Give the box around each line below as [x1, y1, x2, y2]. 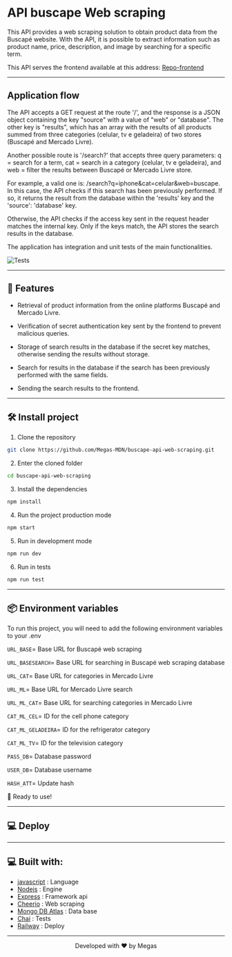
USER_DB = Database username [7, 766, 92, 774]
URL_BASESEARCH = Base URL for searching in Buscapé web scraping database [7, 659, 225, 667]
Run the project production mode [17, 511, 112, 519]
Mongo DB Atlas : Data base [17, 907, 98, 915]
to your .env [7, 632, 41, 640]
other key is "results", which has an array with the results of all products [7, 122, 212, 131]
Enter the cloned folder [17, 459, 83, 468]
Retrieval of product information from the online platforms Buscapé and [17, 301, 221, 309]
